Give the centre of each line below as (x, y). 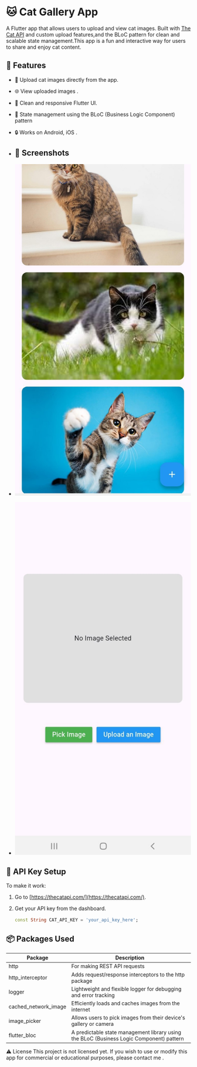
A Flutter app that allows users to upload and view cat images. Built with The (98, 28)
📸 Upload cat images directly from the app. (67, 79)
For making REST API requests (108, 966)
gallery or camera (93, 1024)
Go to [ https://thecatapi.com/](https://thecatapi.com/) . (80, 897)
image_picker (25, 1021)
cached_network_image (37, 1006)
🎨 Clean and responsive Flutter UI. (56, 103)
